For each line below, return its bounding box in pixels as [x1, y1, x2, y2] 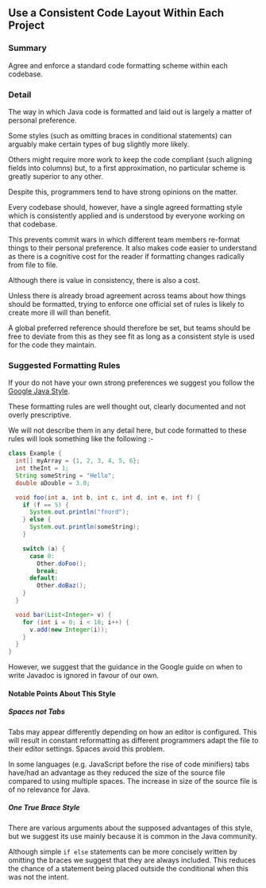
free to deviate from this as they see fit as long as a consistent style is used [8, 332, 256, 341]
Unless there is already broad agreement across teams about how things [8, 290, 246, 301]
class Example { [8, 449, 62, 458]
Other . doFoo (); [37, 560, 87, 568]
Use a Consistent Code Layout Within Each [8, 6, 225, 20]
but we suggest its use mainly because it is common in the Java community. [8, 831, 258, 841]
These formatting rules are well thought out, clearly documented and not [8, 401, 246, 412]
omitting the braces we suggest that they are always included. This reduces [8, 855, 256, 865]
